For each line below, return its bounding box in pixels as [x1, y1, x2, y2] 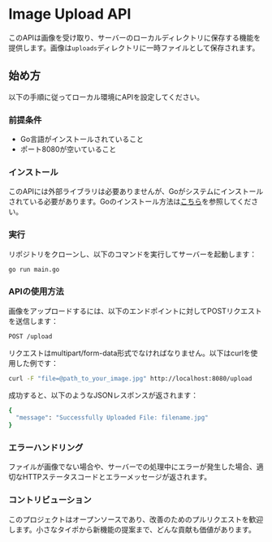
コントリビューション [8, 494, 92, 505]
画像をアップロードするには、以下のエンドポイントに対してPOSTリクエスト [8, 306, 262, 316]
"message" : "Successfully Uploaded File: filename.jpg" [15, 414, 209, 422]
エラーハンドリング [8, 442, 84, 454]
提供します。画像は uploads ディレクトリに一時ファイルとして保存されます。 [8, 42, 260, 53]
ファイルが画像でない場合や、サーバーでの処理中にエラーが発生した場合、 [8, 462, 257, 471]
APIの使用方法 [8, 286, 65, 297]
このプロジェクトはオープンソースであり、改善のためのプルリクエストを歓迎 [8, 514, 264, 524]
